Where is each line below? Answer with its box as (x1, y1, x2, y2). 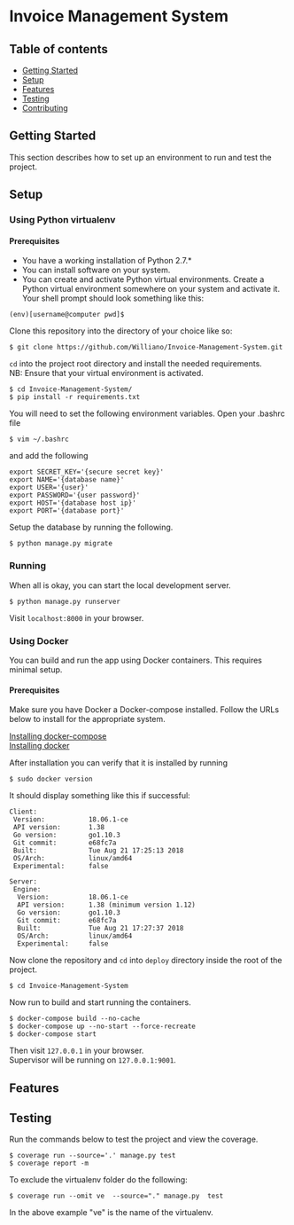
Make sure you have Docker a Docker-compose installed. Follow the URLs (9, 704, 280, 715)
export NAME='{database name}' (9, 475, 125, 484)
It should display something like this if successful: (9, 790, 190, 801)
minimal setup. (9, 664, 63, 675)
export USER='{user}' (9, 483, 89, 492)
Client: (9, 807, 38, 817)
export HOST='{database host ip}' (9, 499, 137, 507)
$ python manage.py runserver (9, 597, 121, 606)
